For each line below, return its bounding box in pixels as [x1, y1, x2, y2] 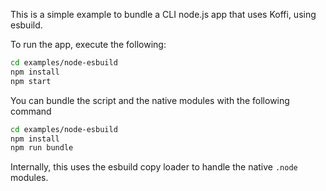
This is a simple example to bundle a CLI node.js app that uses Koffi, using [10, 9, 317, 20]
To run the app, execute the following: [10, 39, 167, 50]
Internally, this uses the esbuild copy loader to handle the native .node [10, 161, 298, 173]
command [10, 105, 52, 117]
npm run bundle [10, 143, 74, 153]
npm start [10, 76, 52, 86]
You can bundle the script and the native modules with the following [10, 94, 290, 106]
